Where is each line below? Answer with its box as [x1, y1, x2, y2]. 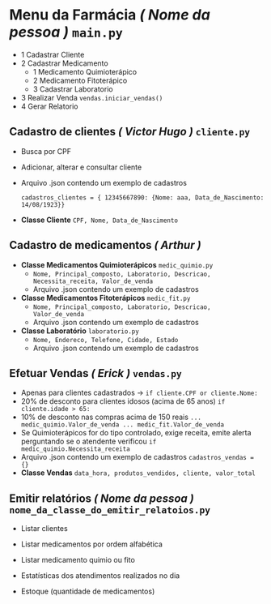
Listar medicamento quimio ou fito [20, 555, 136, 565]
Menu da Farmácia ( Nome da [9, 6, 211, 24]
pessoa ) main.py [9, 23, 124, 41]
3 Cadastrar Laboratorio [32, 84, 113, 94]
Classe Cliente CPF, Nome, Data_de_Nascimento [20, 215, 179, 225]
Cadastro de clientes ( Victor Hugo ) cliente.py [9, 125, 250, 139]
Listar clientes [20, 524, 68, 533]
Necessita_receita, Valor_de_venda [32, 277, 153, 285]
